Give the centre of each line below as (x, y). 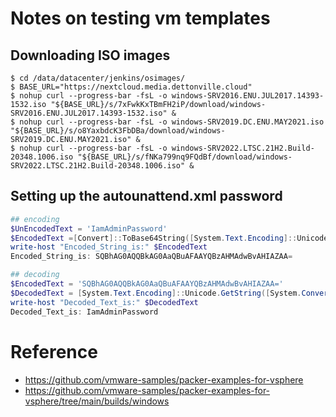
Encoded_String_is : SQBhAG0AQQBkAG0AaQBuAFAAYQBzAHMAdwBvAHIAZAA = (151, 257)
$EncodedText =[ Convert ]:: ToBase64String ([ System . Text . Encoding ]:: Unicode (169, 238)
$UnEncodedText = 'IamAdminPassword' (89, 228)
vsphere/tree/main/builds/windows (97, 401)
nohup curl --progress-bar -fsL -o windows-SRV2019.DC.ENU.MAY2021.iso (172, 122)
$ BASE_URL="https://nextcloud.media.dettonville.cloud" (131, 87)
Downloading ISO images (90, 55)
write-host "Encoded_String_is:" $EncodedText (109, 247)
